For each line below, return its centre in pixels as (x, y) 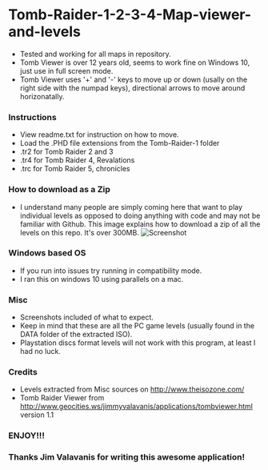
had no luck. (40, 351)
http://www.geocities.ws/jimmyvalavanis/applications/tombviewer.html (136, 407)
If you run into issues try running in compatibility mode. (111, 271)
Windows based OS (47, 253)
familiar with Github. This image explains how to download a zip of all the (140, 224)
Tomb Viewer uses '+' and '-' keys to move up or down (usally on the (134, 79)
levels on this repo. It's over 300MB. (80, 232)
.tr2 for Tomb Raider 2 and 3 (66, 152)
